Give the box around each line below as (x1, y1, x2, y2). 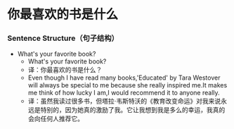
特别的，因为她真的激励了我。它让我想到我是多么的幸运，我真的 (40, 106, 226, 114)
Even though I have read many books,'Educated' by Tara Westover (27, 73, 221, 82)
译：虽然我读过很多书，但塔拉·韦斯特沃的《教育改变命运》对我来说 (27, 97, 221, 106)
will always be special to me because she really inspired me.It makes (27, 81, 228, 90)
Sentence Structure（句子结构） (7, 33, 119, 43)
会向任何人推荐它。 (27, 114, 84, 123)
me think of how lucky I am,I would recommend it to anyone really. (27, 89, 220, 97)
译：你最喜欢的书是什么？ (27, 66, 103, 74)
